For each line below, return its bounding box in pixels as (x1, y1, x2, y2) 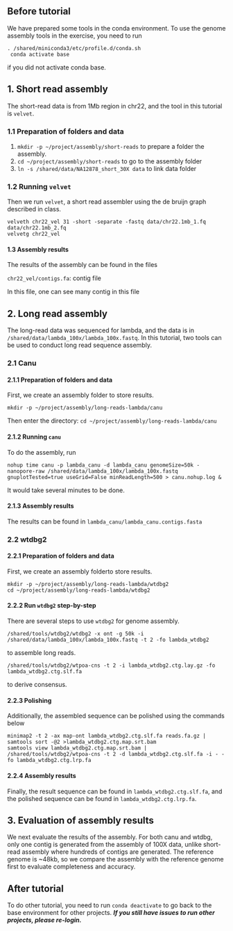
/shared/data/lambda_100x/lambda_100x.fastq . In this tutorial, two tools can (7, 334, 222, 342)
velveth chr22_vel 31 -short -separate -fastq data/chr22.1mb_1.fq (7, 218, 207, 225)
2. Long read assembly (7, 307, 107, 319)
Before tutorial (7, 6, 71, 17)
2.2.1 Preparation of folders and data (7, 552, 114, 560)
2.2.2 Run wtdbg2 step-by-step (7, 601, 96, 610)
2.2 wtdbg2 (7, 535, 47, 544)
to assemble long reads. (7, 649, 76, 657)
